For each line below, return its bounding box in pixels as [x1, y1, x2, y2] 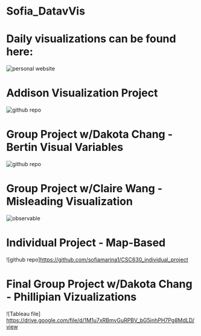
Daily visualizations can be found [6, 32, 176, 46]
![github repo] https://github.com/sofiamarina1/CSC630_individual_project [6, 256, 188, 263]
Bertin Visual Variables [6, 141, 124, 154]
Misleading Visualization [6, 195, 133, 209]
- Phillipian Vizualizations [6, 290, 137, 304]
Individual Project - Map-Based [6, 236, 166, 250]
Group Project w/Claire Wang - [6, 182, 163, 195]
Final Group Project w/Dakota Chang [6, 277, 193, 291]
